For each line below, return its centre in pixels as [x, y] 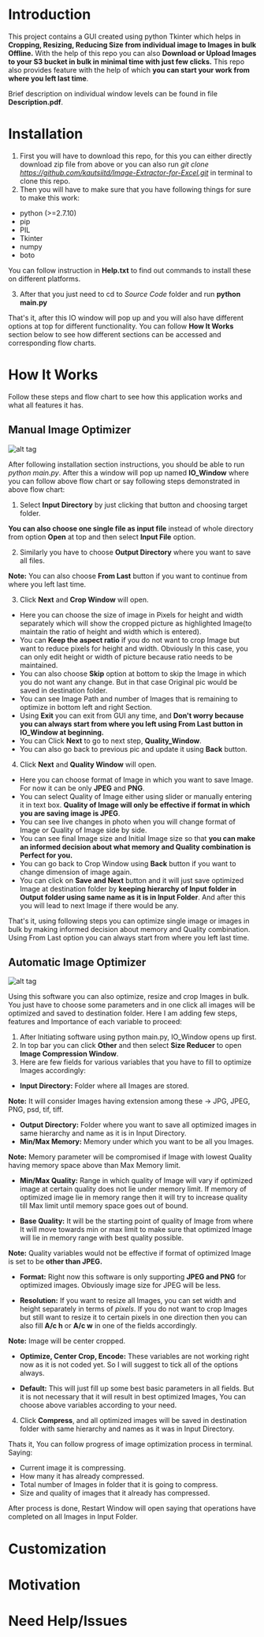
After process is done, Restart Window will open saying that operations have [132, 1508]
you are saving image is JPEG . [70, 813]
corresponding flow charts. [52, 343]
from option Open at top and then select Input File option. [102, 537]
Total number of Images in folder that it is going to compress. [119, 1485]
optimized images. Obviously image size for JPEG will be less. [120, 1286]
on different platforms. [45, 279]
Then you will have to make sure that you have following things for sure [135, 189]
